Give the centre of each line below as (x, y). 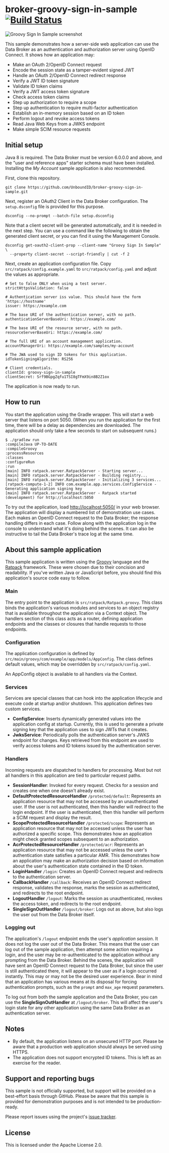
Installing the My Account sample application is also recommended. (76, 168)
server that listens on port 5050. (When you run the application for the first (83, 420)
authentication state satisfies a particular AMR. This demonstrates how (86, 855)
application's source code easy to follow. (48, 578)
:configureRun (20, 462)
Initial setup (24, 145)
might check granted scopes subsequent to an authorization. (76, 839)
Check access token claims (41, 97)
